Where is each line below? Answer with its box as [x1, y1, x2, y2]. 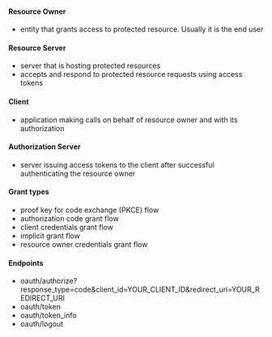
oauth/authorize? [19, 276, 78, 286]
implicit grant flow [19, 231, 81, 241]
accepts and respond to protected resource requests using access [19, 70, 243, 79]
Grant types [8, 187, 50, 197]
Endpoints [8, 258, 44, 267]
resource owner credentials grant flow [19, 240, 148, 250]
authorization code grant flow [19, 214, 119, 224]
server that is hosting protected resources [19, 61, 161, 70]
